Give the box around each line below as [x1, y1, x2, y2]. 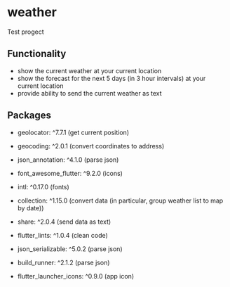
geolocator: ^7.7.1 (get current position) [17, 128, 130, 136]
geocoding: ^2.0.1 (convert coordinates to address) [17, 141, 165, 150]
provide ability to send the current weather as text [17, 89, 163, 97]
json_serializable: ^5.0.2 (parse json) [17, 244, 123, 253]
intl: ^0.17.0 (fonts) [17, 182, 70, 191]
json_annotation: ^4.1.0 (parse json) [17, 155, 119, 164]
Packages [7, 110, 51, 122]
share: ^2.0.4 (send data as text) [17, 217, 111, 226]
